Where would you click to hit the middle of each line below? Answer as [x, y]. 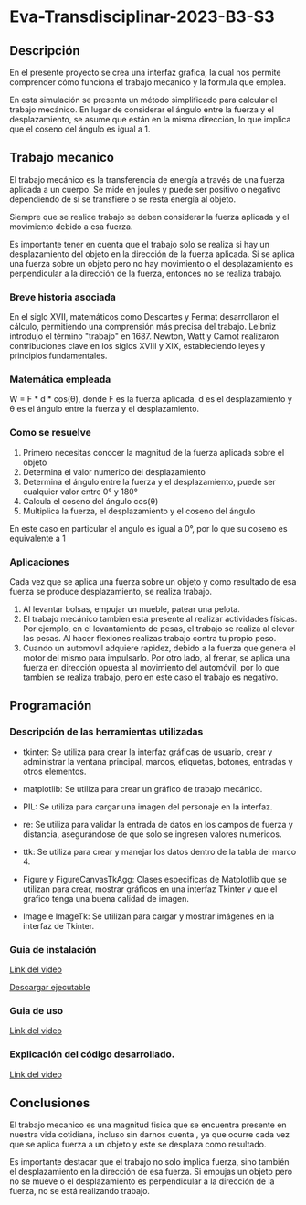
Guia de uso [37, 1010]
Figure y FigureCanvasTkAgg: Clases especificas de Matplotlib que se [155, 879]
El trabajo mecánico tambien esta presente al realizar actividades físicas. [160, 619]
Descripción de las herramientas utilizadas [106, 732]
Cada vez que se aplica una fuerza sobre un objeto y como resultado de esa [153, 581]
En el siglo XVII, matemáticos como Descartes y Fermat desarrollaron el [144, 317]
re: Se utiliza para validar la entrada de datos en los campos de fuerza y [158, 824]
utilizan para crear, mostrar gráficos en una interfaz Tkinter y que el [150, 889]
